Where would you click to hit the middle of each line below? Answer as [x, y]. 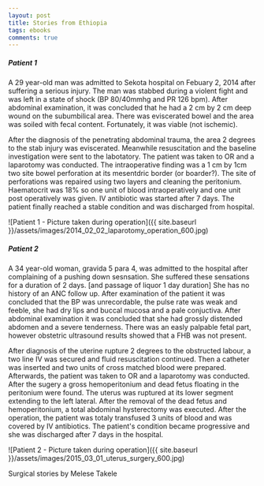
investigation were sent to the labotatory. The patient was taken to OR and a [131, 157]
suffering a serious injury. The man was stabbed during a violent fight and [128, 91]
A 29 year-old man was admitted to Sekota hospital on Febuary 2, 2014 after [132, 83]
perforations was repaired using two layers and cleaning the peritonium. [125, 181]
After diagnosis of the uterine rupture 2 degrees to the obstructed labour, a [130, 351]
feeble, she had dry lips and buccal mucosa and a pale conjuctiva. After [125, 310]
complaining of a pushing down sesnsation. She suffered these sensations [129, 277]
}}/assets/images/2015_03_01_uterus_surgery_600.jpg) [97, 458]
